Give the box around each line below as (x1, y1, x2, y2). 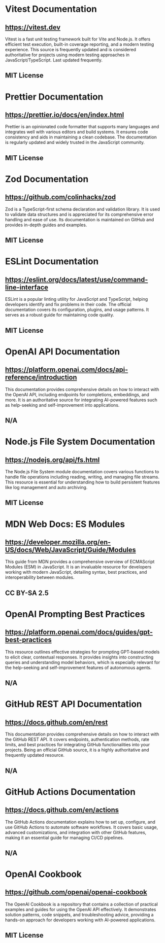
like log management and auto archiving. (5, 484, 88, 490)
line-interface (5, 283, 48, 291)
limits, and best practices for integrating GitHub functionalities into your (5, 742, 150, 748)
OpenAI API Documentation (5, 346, 120, 357)
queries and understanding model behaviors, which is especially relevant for (5, 659, 160, 665)
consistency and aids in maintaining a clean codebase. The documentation (5, 134, 157, 140)
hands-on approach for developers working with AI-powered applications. (5, 917, 156, 923)
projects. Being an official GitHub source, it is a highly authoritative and (5, 747, 149, 753)
